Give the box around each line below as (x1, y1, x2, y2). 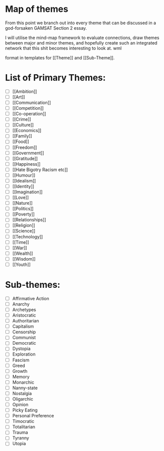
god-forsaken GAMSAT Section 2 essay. (5, 25, 87, 31)
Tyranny (12, 435, 30, 441)
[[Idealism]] (12, 178, 36, 183)
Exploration (12, 351, 36, 357)
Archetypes (12, 307, 36, 313)
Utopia (12, 441, 26, 447)
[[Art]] (12, 94, 25, 100)
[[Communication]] (12, 100, 51, 105)
